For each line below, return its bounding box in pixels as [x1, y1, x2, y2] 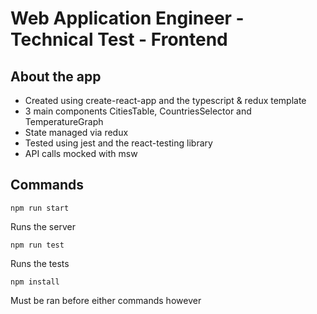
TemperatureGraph [24, 116, 104, 127]
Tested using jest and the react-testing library [24, 137, 213, 149]
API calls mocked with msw [24, 148, 138, 159]
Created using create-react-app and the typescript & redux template [24, 95, 307, 106]
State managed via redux [24, 127, 129, 138]
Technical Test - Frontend [10, 28, 228, 51]
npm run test [10, 240, 65, 250]
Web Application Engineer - [10, 7, 245, 30]
